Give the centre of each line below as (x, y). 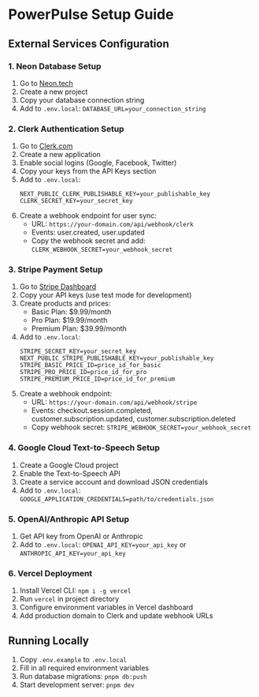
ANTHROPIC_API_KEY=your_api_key (72, 554)
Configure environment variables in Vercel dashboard (106, 607)
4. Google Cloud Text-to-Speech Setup (84, 448)
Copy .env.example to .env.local (73, 660)
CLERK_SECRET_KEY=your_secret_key (76, 201)
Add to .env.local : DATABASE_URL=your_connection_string (113, 108)
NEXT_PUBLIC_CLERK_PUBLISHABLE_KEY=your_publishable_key (115, 194)
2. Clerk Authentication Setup (66, 129)
